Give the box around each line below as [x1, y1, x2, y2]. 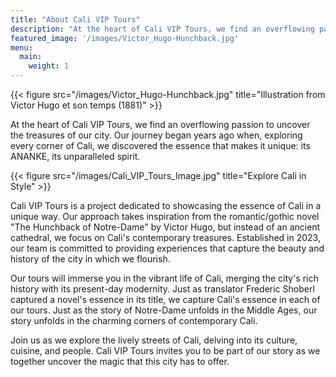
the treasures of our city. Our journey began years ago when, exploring [10, 129, 303, 141]
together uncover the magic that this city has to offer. [10, 356, 230, 367]
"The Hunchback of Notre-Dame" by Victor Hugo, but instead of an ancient [10, 221, 321, 233]
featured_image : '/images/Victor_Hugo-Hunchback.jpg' [10, 33, 240, 43]
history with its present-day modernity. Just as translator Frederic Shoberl [10, 283, 315, 295]
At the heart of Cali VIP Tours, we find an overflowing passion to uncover [10, 119, 311, 130]
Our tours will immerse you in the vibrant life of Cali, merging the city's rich [10, 272, 319, 284]
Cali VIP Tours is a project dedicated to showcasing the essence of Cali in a [10, 200, 322, 211]
